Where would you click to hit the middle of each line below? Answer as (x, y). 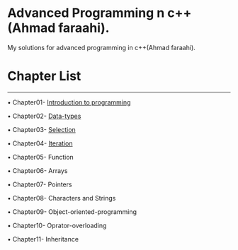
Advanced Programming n (86, 13)
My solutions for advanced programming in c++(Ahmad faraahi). (102, 47)
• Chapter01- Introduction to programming (69, 102)
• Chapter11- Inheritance (43, 239)
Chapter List (44, 76)
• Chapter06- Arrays (38, 170)
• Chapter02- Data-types (44, 116)
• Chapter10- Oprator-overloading (57, 225)
